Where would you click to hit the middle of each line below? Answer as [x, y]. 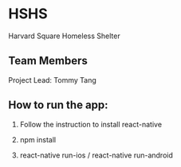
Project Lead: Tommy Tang [53, 80]
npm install [38, 139]
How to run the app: [59, 105]
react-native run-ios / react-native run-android [96, 155]
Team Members [48, 61]
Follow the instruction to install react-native [90, 124]
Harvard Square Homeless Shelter [65, 36]
